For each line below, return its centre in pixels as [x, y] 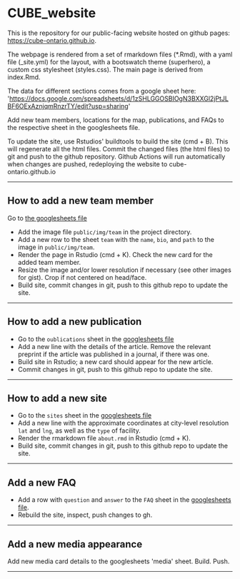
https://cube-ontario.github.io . [52, 40]
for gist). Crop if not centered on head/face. [82, 277]
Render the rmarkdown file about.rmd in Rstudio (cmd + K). [104, 438]
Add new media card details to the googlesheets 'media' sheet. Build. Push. [119, 561]
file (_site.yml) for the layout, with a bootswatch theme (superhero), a [109, 61]
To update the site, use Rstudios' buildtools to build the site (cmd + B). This [118, 141]
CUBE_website [52, 13]
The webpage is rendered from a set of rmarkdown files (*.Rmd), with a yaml [120, 54]
